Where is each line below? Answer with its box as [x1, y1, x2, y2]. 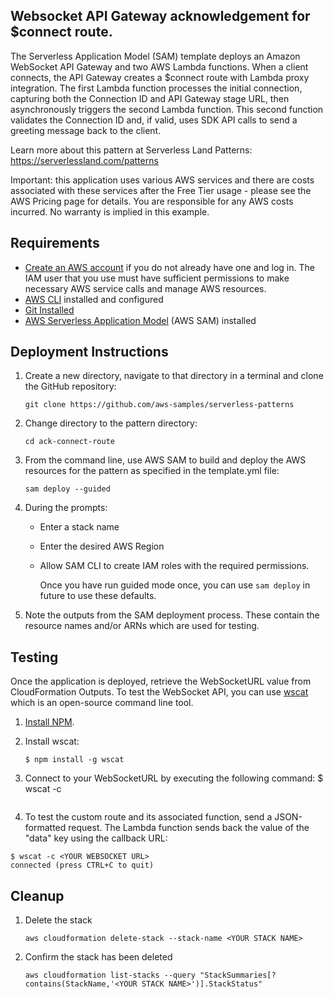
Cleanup [10, 887, 65, 904]
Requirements [10, 235, 100, 252]
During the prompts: [24, 502, 108, 514]
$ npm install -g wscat [24, 755, 125, 765]
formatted [24, 822, 67, 834]
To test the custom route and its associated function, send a [24, 811, 273, 823]
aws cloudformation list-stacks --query [24, 970, 196, 981]
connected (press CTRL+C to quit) [10, 860, 155, 871]
